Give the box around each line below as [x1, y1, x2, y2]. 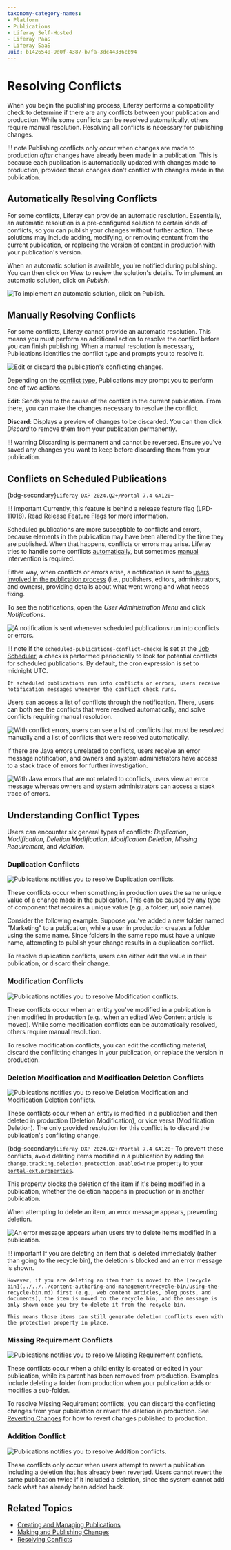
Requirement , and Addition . [7, 843, 85, 851]
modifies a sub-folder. [7, 1387, 70, 1395]
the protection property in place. [7, 1319, 110, 1326]
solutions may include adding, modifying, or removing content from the [7, 233, 209, 241]
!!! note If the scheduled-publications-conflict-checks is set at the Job [7, 645, 210, 653]
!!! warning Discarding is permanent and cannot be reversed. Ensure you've [7, 439, 222, 447]
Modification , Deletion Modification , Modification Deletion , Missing [7, 835, 198, 843]
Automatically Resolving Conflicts [7, 193, 157, 205]
